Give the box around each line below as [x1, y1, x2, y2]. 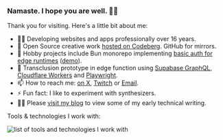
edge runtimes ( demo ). [16, 57, 82, 65]
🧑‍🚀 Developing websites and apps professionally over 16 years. [16, 35, 197, 43]
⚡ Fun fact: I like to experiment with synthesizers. [16, 89, 156, 98]
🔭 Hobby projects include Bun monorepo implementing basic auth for [16, 49, 213, 57]
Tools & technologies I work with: [7, 112, 101, 120]
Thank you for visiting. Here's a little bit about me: [7, 22, 148, 30]
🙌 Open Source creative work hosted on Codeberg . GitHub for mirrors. [16, 42, 217, 51]
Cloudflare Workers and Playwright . [16, 71, 118, 79]
